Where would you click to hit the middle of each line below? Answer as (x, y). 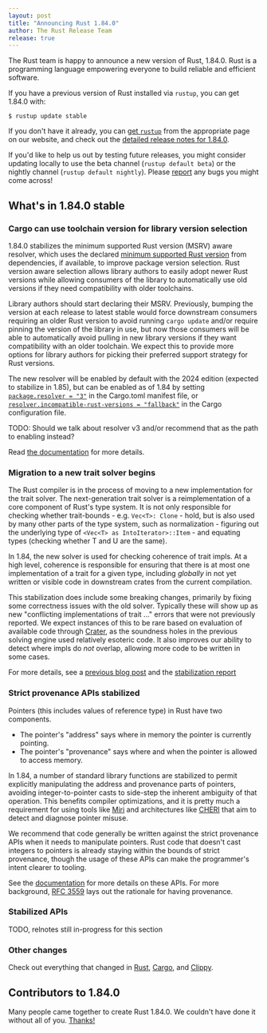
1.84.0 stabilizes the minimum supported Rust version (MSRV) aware (120, 245)
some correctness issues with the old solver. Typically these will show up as (133, 606)
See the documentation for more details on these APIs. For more (114, 883)
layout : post (30, 16)
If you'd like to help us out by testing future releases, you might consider (127, 155)
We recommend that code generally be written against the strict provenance (133, 833)
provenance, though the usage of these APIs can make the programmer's (129, 859)
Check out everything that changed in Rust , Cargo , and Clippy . (111, 967)
